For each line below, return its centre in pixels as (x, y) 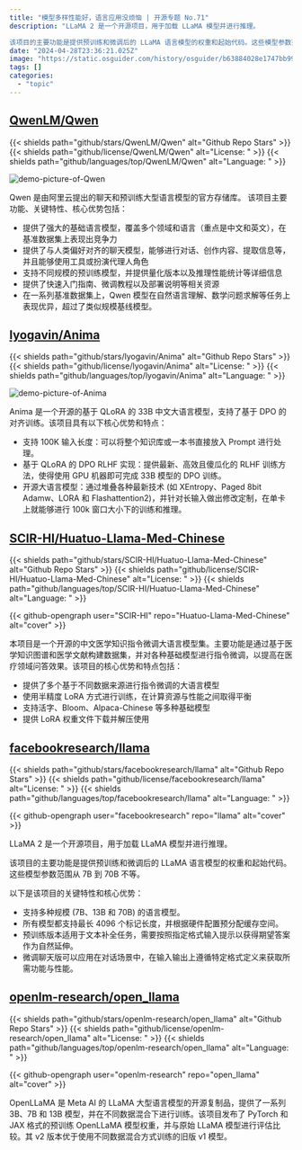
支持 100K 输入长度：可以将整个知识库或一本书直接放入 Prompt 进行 (148, 442)
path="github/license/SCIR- (208, 570)
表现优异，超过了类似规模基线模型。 (89, 306)
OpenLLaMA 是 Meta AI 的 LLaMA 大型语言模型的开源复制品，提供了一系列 (148, 1102)
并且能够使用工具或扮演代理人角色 (85, 261)
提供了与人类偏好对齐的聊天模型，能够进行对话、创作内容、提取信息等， (156, 250)
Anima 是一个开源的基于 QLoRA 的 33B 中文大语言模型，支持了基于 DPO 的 (148, 412)
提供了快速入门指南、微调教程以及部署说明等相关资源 (121, 283)
